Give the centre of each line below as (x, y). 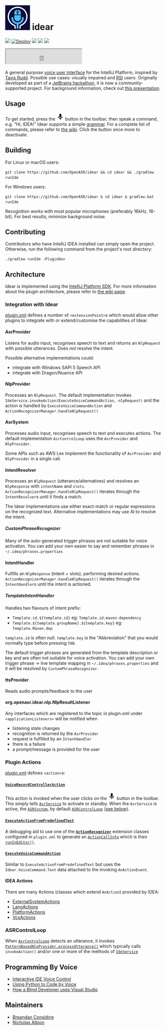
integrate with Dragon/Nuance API (47, 372)
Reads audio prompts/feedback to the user (49, 691)
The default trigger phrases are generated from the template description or (82, 653)
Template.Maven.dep (32, 629)
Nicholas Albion (28, 1022)
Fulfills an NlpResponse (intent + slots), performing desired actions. (73, 574)
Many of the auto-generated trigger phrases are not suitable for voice (76, 541)
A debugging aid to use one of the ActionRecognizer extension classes (77, 831)
